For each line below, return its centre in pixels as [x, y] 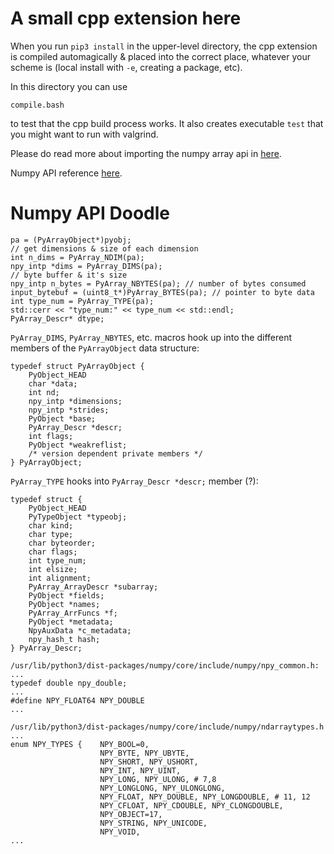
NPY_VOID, [120, 832]
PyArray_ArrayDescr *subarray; [93, 587]
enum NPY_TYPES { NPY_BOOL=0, [80, 744]
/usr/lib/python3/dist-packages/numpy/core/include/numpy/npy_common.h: [165, 665]
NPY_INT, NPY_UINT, [140, 770]
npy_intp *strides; [69, 410]
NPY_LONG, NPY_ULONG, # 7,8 [158, 779]
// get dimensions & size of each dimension [104, 248]
